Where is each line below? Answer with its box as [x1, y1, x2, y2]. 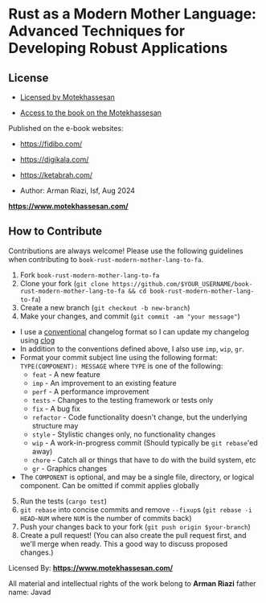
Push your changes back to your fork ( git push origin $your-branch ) [19, 522, 251, 531]
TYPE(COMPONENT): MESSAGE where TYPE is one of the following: [19, 361, 223, 371]
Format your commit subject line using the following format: [19, 352, 218, 362]
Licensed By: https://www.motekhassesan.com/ [8, 563, 174, 572]
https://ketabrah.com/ [19, 170, 93, 179]
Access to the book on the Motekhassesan [19, 108, 162, 117]
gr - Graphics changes [31, 463, 107, 473]
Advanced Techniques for [8, 22, 186, 40]
